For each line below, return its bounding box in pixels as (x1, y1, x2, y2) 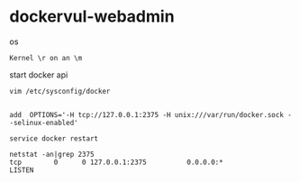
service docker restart (9, 133, 99, 143)
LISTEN (9, 165, 34, 175)
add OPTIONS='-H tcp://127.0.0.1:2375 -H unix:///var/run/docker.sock (9, 110, 284, 119)
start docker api (9, 69, 68, 80)
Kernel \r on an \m (9, 53, 83, 62)
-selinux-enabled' (9, 118, 78, 127)
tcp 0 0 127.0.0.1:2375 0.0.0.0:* (9, 158, 223, 167)
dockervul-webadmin (9, 6, 175, 27)
